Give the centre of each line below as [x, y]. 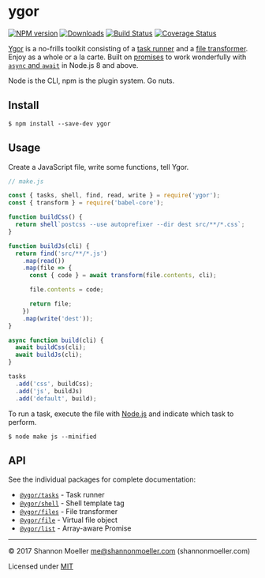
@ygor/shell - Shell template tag [72, 503]
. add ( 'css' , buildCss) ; [54, 384]
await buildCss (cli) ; [51, 347]
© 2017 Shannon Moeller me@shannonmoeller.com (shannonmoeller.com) [129, 551]
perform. [22, 422]
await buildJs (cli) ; [49, 355]
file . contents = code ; [66, 290]
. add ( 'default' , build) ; [56, 398]
